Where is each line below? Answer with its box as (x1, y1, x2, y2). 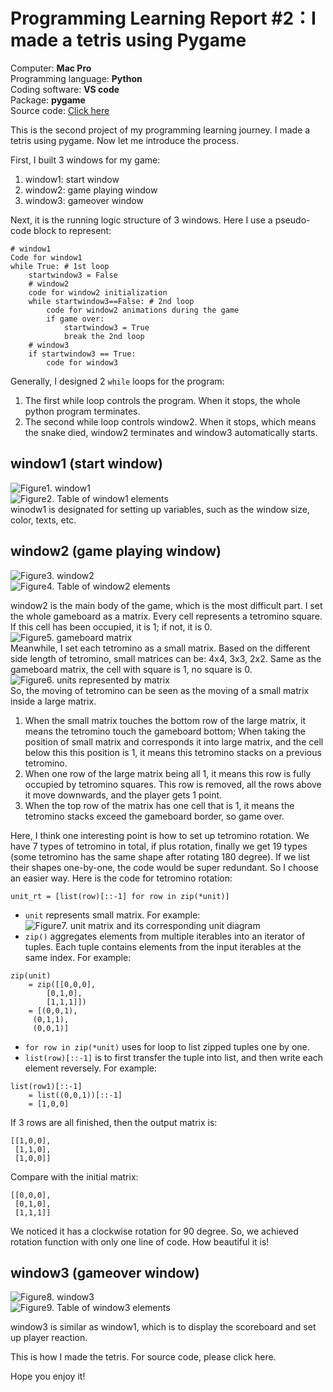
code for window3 (46, 357, 118, 368)
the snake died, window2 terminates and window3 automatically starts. (24, 426, 318, 438)
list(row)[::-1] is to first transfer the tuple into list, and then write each (24, 1051, 324, 1063)
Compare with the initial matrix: (10, 1170, 139, 1183)
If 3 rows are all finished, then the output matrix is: (10, 1116, 218, 1128)
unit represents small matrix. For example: (24, 909, 201, 921)
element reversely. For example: (24, 1062, 158, 1074)
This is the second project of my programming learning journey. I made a (10, 124, 311, 136)
